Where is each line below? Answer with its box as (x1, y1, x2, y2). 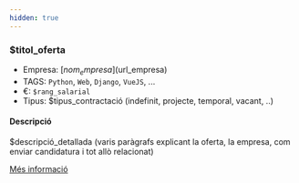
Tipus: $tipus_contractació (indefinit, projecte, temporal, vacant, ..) (22, 95, 274, 106)
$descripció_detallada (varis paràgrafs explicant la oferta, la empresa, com (9, 136, 291, 147)
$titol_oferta (9, 43, 67, 56)
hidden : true (9, 13, 59, 23)
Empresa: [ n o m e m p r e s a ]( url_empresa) (22, 64, 168, 77)
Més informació (9, 163, 68, 174)
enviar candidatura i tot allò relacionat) (9, 146, 154, 157)
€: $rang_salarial (22, 86, 91, 97)
